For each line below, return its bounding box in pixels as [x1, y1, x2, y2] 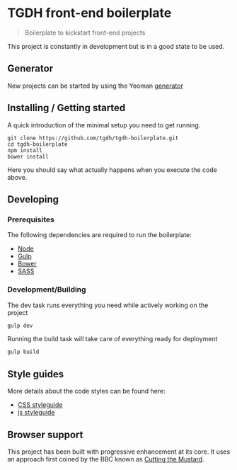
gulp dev [7, 322, 33, 329]
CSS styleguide [17, 401, 63, 409]
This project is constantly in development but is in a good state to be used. [7, 42, 225, 50]
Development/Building [7, 285, 86, 294]
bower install [7, 153, 50, 160]
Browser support [7, 428, 83, 440]
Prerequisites [7, 214, 54, 224]
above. [7, 173, 28, 181]
